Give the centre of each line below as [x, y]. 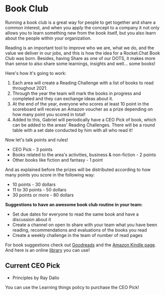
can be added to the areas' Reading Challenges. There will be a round [83, 125]
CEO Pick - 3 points [32, 149]
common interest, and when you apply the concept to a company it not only [82, 27]
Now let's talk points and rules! [37, 140]
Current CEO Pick [33, 266]
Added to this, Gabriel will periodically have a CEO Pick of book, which [84, 119]
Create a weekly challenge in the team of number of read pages [77, 235]
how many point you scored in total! [49, 114]
